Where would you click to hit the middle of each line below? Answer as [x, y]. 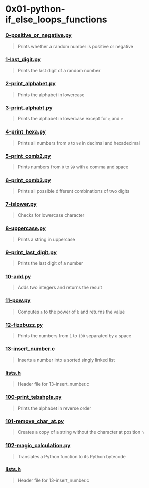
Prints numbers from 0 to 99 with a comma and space [73, 167]
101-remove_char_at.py [35, 421]
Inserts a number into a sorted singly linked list [66, 360]
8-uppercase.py [26, 228]
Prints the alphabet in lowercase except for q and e [70, 119]
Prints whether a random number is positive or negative [76, 47]
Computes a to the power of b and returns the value [71, 312]
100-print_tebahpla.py [33, 397]
